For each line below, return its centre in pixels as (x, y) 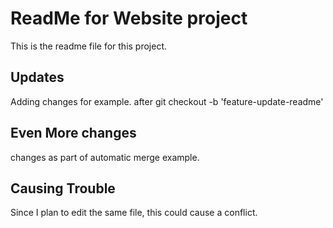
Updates (37, 77)
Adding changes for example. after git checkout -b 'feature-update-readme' (167, 101)
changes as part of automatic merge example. (105, 157)
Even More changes (73, 133)
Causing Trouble (63, 188)
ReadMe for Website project (129, 18)
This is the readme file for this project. (89, 46)
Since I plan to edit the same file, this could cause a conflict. (134, 213)
